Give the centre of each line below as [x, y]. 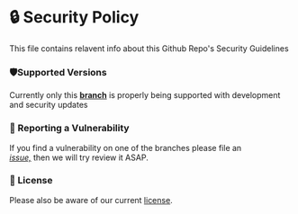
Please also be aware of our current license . [91, 200]
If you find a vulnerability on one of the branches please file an [126, 147]
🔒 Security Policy [74, 18]
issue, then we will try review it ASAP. [79, 157]
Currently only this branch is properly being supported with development [145, 95]
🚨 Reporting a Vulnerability [69, 129]
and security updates [49, 105]
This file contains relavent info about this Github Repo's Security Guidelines [149, 48]
